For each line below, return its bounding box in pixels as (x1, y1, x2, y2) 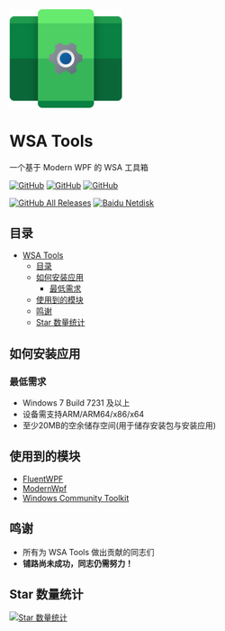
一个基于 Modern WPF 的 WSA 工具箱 (9, 161, 148, 172)
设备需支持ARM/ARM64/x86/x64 (22, 409, 145, 420)
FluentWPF (22, 473, 64, 484)
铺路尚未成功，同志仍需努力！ (22, 558, 133, 569)
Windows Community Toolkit (22, 492, 130, 503)
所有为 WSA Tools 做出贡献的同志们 (22, 546, 155, 557)
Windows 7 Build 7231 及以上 (22, 398, 130, 408)
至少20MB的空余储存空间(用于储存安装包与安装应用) (22, 420, 217, 431)
